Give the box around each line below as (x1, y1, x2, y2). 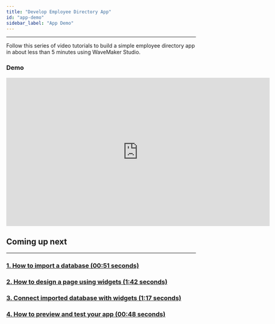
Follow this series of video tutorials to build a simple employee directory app (6, 42, 196, 49)
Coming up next (6, 237, 67, 247)
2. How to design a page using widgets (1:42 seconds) (6, 278, 168, 286)
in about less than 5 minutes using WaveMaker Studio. (6, 49, 141, 56)
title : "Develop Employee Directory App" (6, 8, 112, 15)
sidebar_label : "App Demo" (6, 20, 74, 26)
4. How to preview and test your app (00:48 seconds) (6, 310, 165, 319)
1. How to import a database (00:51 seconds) (6, 261, 140, 270)
